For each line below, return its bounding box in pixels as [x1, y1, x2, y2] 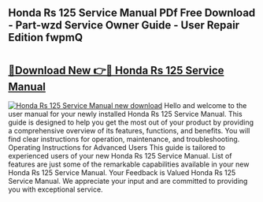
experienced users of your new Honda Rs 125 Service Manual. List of [8, 151, 232, 160]
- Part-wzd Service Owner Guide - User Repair [8, 19, 240, 32]
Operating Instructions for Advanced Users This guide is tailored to [8, 143, 226, 152]
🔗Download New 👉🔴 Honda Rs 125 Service [8, 63, 224, 77]
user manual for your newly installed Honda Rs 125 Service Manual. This [8, 110, 243, 118]
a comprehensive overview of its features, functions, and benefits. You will [8, 126, 250, 135]
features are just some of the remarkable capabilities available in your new [8, 159, 250, 169]
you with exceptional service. [8, 185, 104, 194]
